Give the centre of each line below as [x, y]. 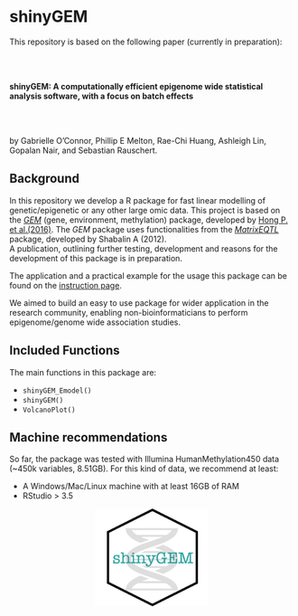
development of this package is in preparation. [96, 258]
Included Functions [65, 351]
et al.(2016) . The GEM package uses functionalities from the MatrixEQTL [144, 229]
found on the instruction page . [65, 285]
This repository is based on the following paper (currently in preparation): [146, 42]
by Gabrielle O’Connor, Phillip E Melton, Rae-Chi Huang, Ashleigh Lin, [138, 140]
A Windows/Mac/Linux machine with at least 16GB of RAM [130, 487]
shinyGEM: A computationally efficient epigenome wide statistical [136, 86]
